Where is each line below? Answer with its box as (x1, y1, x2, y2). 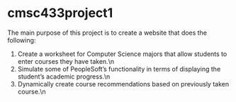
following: (7, 35, 36, 44)
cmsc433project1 (7, 5, 113, 21)
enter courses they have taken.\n (17, 57, 115, 65)
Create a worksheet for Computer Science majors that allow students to (17, 50, 227, 58)
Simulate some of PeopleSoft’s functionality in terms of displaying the (17, 64, 221, 73)
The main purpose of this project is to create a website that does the (7, 28, 208, 37)
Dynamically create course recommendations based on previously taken (17, 79, 229, 88)
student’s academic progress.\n (17, 72, 111, 81)
